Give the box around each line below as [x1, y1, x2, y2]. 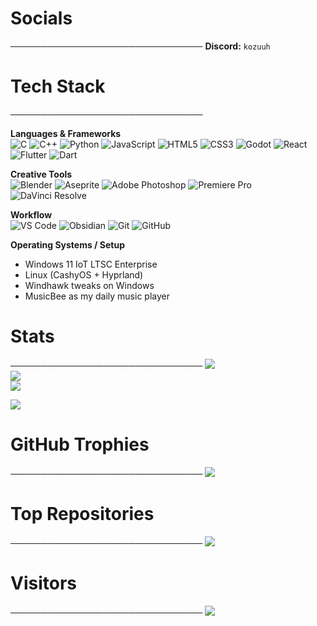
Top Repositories [10, 502, 155, 525]
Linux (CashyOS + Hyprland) [24, 268, 144, 281]
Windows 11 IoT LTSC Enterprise [24, 258, 158, 270]
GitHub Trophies [10, 433, 150, 456]
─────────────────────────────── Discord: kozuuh [10, 40, 271, 52]
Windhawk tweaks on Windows [24, 279, 155, 291]
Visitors [10, 572, 77, 594]
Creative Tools [10, 168, 73, 180]
